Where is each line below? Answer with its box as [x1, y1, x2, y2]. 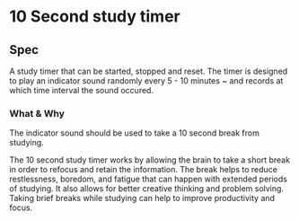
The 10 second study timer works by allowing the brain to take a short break [9, 154, 290, 165]
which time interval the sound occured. [9, 85, 154, 95]
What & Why [9, 107, 66, 119]
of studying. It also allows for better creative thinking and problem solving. [9, 183, 285, 194]
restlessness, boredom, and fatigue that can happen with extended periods [9, 173, 287, 185]
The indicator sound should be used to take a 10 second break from [9, 128, 260, 138]
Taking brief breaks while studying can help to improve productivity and [9, 193, 276, 204]
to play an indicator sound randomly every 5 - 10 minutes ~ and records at [9, 75, 284, 86]
